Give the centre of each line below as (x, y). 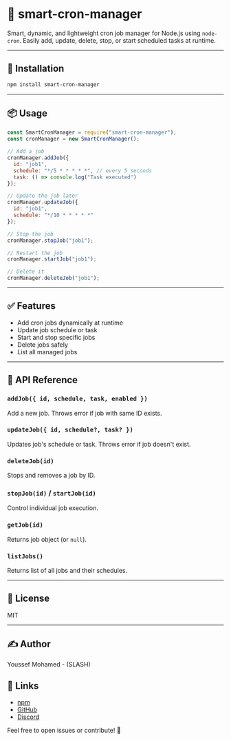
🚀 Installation (36, 69)
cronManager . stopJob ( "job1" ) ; (51, 241)
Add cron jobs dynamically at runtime (70, 323)
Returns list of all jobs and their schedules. (67, 571)
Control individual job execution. (53, 508)
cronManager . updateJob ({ (43, 203)
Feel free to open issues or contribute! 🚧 (64, 731)
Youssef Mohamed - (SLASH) (49, 664)
